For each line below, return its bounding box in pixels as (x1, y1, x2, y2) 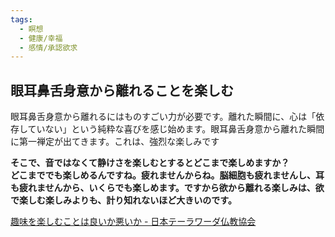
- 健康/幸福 (19, 33, 63, 43)
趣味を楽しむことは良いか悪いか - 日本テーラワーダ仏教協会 (10, 216, 257, 228)
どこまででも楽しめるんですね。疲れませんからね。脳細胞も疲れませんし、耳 (10, 169, 325, 181)
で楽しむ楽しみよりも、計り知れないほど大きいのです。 (10, 194, 237, 206)
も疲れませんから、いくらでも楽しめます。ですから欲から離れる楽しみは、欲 (10, 182, 325, 194)
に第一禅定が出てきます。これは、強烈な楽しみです (10, 136, 220, 148)
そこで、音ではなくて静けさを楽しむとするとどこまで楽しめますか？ (10, 157, 290, 169)
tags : (10, 14, 33, 25)
